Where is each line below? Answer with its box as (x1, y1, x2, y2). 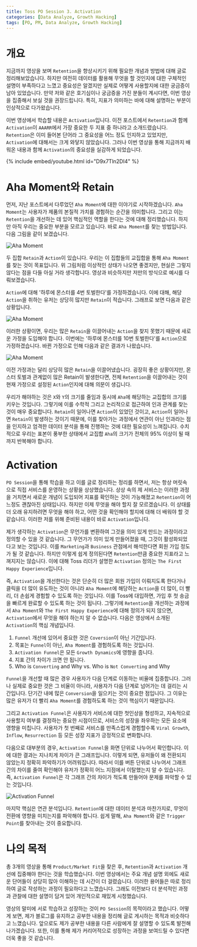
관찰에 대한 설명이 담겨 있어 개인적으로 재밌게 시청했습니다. (12, 893, 148, 900)
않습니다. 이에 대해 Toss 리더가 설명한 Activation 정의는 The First (26, 558, 182, 565)
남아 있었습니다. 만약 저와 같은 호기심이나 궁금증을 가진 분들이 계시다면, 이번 (6, 90, 181, 97)
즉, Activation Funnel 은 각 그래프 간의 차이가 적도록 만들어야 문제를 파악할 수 (6, 774, 186, 781)
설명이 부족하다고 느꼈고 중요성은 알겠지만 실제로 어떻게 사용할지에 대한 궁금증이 (6, 82, 190, 89)
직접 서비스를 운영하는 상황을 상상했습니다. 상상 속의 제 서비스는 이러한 (16, 486, 179, 494)
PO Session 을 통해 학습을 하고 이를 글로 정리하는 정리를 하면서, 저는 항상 (6, 479, 172, 486)
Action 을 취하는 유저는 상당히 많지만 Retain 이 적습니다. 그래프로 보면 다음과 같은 (6, 296, 191, 303)
